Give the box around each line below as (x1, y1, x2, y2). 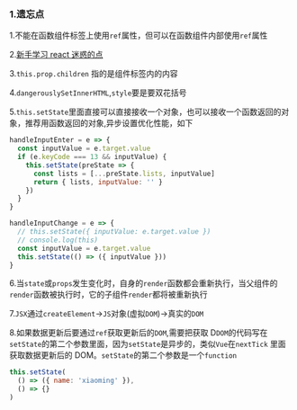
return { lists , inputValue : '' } (32, 177, 164, 186)
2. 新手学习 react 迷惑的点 (9, 49, 103, 60)
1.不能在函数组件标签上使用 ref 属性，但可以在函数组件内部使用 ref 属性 (9, 30, 268, 41)
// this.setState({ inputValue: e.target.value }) (17, 227, 211, 236)
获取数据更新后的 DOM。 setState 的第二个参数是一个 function (9, 350, 237, 361)
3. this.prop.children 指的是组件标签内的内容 (9, 68, 178, 79)
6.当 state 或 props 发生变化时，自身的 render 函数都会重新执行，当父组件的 (9, 278, 278, 289)
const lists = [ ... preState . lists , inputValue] (32, 169, 216, 178)
